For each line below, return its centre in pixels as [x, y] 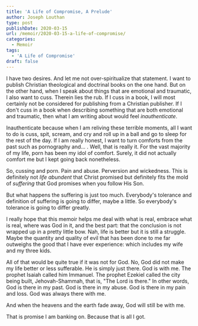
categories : [21, 39]
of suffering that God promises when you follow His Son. [75, 183]
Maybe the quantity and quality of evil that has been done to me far [88, 238]
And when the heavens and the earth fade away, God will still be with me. [96, 305]
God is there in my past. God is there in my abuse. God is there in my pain [96, 287]
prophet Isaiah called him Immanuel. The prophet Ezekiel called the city [93, 274]
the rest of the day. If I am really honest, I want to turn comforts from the [94, 140]
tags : [13, 50]
